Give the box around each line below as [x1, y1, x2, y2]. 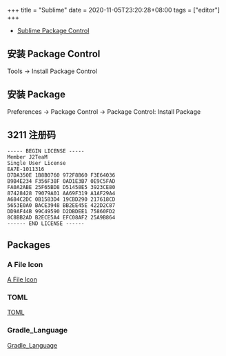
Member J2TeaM [7, 154, 48, 161]
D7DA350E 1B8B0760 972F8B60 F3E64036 [7, 172, 116, 179]
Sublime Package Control [17, 27, 90, 34]
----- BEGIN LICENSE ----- [7, 148, 85, 155]
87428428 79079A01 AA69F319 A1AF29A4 [7, 190, 116, 197]
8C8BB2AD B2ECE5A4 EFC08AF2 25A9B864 [7, 214, 116, 221]
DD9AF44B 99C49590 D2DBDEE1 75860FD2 [7, 208, 116, 215]
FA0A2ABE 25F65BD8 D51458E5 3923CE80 [7, 184, 116, 191]
